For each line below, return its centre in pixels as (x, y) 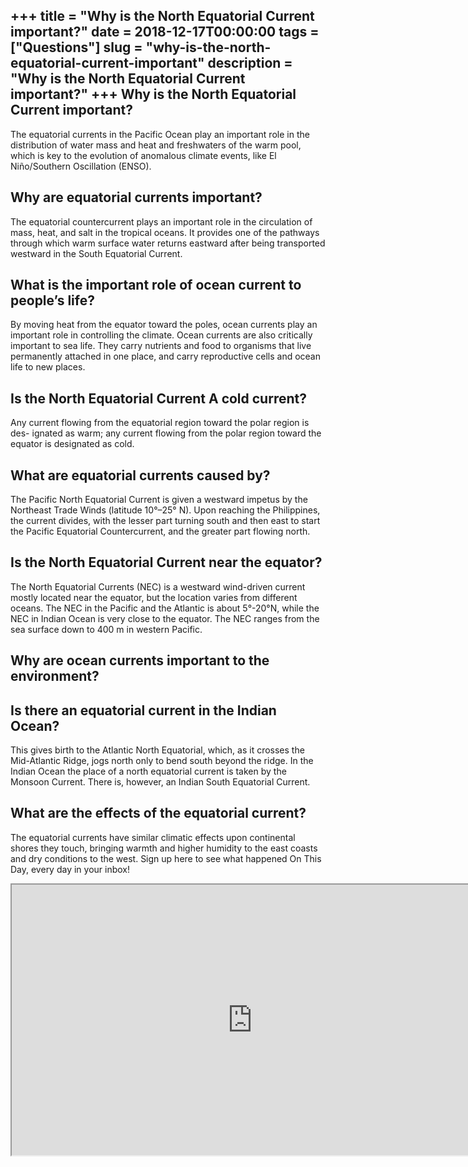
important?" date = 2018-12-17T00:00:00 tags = (165, 32)
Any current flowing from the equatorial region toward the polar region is (160, 423)
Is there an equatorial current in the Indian (143, 710)
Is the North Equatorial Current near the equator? (166, 562)
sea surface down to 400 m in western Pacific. (106, 629)
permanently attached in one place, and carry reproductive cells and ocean (165, 356)
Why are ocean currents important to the (140, 660)
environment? (55, 676)
